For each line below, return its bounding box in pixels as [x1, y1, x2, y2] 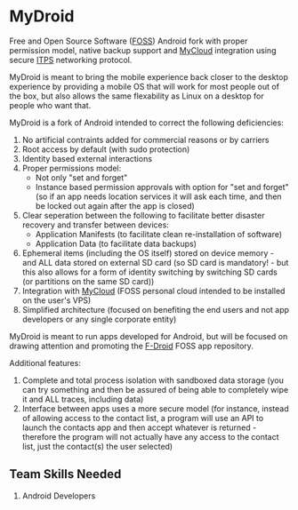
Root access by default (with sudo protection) [21, 144, 190, 155]
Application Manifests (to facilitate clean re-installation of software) [35, 228, 283, 239]
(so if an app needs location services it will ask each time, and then [35, 191, 282, 202]
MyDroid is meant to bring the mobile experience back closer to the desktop [9, 71, 289, 82]
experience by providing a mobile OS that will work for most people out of [9, 81, 280, 92]
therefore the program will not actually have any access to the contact [21, 431, 279, 442]
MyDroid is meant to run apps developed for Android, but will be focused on [9, 331, 288, 341]
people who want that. [9, 100, 92, 110]
